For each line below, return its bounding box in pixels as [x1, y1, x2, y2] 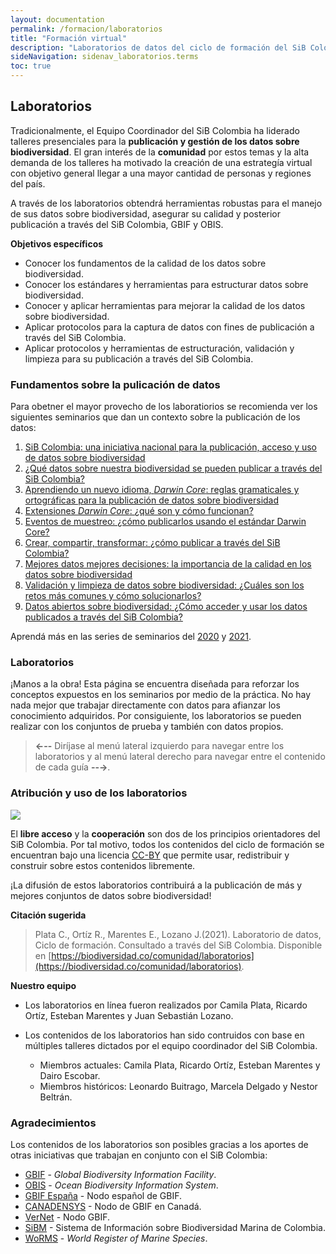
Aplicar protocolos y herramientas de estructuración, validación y [24, 342, 295, 354]
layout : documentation [10, 14, 105, 25]
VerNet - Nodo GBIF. [24, 1211, 111, 1223]
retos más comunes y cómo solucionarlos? [24, 590, 202, 602]
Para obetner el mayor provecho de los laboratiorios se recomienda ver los [10, 401, 318, 413]
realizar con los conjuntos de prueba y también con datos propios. [10, 721, 284, 733]
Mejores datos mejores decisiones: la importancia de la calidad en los [24, 558, 312, 570]
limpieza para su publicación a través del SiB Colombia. [24, 352, 254, 365]
